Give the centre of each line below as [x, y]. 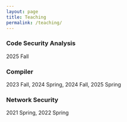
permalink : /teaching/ [34, 23]
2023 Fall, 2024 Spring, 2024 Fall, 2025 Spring [64, 84]
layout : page [22, 12]
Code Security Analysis [41, 43]
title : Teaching [26, 17]
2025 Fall [18, 56]
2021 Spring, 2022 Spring [38, 113]
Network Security [32, 99]
